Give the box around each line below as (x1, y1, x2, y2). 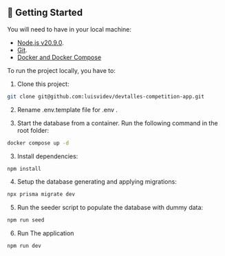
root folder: (17, 126, 50, 134)
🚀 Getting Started (7, 7, 83, 19)
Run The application (17, 229, 74, 237)
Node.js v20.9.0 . (17, 39, 64, 47)
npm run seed (7, 217, 45, 224)
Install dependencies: (17, 152, 78, 160)
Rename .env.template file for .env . (17, 105, 118, 114)
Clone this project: (17, 80, 69, 88)
